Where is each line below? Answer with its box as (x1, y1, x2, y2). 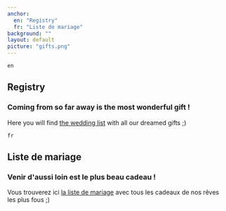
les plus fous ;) (7, 196, 51, 204)
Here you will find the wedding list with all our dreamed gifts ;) (7, 118, 187, 127)
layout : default (7, 37, 55, 44)
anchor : (7, 10, 30, 18)
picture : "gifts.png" (7, 43, 71, 50)
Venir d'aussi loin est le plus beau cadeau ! (7, 172, 157, 181)
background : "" (7, 30, 52, 37)
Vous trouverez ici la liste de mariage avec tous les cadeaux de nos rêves (7, 188, 220, 197)
